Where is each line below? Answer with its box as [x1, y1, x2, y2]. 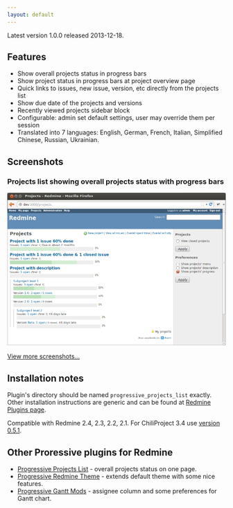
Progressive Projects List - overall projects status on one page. [17, 465, 197, 473]
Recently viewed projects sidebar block [17, 106, 130, 114]
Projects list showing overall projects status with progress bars [7, 177, 224, 186]
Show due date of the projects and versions [17, 99, 142, 107]
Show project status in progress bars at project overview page [17, 77, 196, 85]
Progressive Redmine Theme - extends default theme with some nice [17, 472, 216, 480]
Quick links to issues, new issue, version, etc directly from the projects [17, 84, 219, 93]
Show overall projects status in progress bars [17, 69, 147, 78]
